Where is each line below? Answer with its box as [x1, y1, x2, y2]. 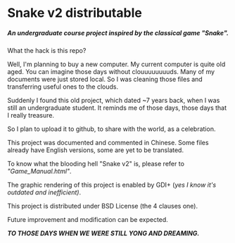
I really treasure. [7, 111, 55, 120]
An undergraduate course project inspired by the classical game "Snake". [7, 28, 229, 37]
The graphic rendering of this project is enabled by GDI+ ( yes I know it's [7, 181, 217, 189]
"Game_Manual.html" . [7, 167, 72, 175]
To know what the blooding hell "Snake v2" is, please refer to [7, 160, 185, 168]
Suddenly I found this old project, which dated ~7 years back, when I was [7, 96, 220, 105]
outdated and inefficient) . [7, 188, 82, 197]
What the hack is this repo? [7, 46, 87, 55]
